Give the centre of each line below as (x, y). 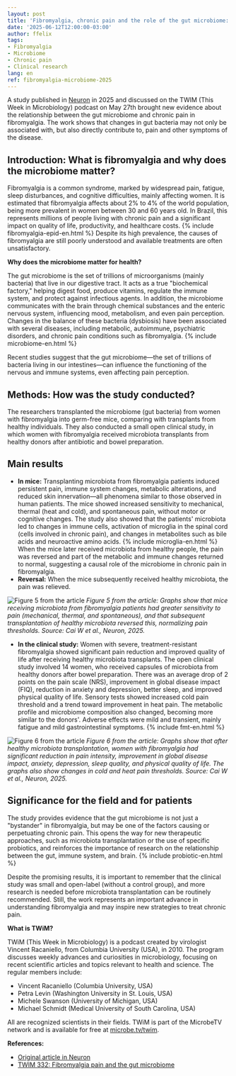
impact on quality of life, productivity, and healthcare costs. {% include (111, 226)
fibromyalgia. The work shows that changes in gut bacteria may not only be (117, 123)
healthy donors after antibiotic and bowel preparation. (85, 442)
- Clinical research (38, 67)
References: (26, 1043)
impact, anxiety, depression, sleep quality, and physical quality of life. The (116, 763)
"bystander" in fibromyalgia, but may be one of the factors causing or (108, 825)
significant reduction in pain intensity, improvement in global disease (108, 756)
